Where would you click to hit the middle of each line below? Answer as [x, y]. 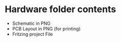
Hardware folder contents [60, 9]
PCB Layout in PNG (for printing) [46, 28]
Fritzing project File [32, 34]
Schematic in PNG [31, 23]
